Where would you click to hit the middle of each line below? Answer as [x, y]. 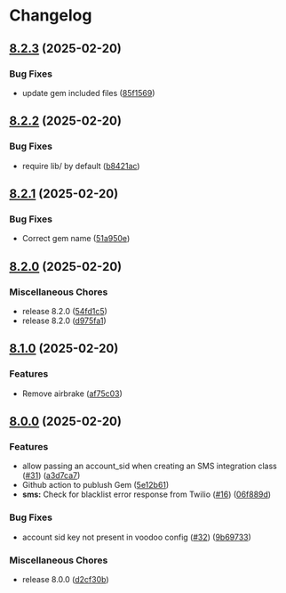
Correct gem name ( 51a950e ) [76, 239]
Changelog [51, 16]
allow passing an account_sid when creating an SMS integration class [149, 466]
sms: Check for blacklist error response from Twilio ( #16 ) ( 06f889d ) [147, 494]
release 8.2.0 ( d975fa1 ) [64, 321]
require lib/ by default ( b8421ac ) [81, 166]
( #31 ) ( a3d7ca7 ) [51, 475]
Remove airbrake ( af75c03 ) [72, 394]
